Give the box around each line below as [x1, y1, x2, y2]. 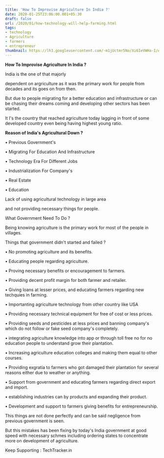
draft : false [5, 16, 32, 21]
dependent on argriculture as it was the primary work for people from [5, 80, 145, 86]
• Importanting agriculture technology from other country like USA [5, 301, 139, 307]
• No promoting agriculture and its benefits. [5, 249, 93, 254]
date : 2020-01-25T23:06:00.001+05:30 [5, 12, 82, 17]
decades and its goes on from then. [5, 86, 77, 92]
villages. [5, 229, 22, 235]
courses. [5, 355, 23, 361]
